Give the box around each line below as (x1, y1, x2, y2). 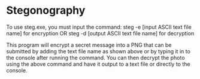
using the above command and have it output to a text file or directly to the (6, 60, 190, 68)
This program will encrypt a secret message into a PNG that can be (6, 41, 172, 48)
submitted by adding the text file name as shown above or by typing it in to (6, 47, 190, 54)
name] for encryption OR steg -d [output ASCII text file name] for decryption (6, 29, 195, 37)
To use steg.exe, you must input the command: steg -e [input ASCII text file (6, 23, 192, 31)
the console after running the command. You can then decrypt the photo (6, 54, 185, 61)
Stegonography (6, 4, 86, 17)
